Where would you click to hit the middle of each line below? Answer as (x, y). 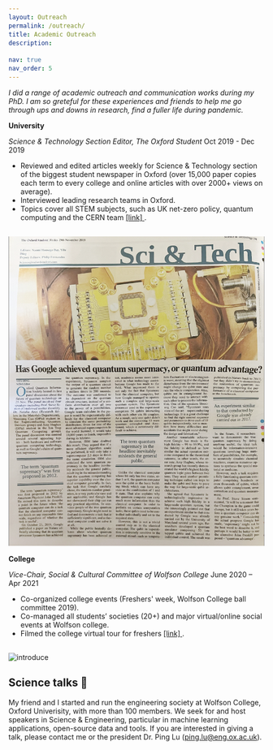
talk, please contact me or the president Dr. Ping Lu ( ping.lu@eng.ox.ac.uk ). (135, 737)
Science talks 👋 (48, 683)
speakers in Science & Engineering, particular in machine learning (119, 719)
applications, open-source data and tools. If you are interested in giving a (131, 728)
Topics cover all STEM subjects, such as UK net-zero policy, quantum (136, 209)
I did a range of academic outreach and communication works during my (131, 93)
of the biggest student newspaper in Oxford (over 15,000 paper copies (138, 174)
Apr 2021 (24, 584)
